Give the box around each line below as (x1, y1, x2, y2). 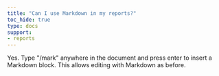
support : (7, 28, 32, 36)
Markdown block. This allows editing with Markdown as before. (7, 61, 186, 69)
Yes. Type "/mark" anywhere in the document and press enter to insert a (7, 54, 213, 62)
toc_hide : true (7, 16, 51, 23)
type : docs (7, 22, 38, 29)
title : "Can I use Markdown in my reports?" (7, 9, 137, 17)
